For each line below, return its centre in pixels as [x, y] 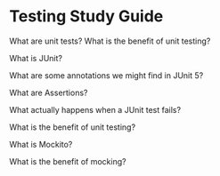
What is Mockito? [41, 144]
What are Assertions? [49, 92]
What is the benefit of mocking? [68, 161]
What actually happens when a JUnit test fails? [95, 109]
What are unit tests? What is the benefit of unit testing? [110, 41]
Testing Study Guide [86, 16]
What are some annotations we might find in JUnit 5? [106, 75]
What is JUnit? [36, 58]
